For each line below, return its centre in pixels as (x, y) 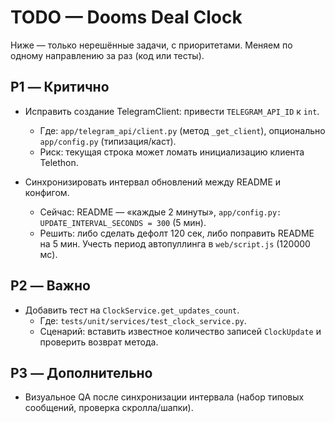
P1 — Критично (60, 87)
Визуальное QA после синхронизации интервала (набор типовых (164, 397)
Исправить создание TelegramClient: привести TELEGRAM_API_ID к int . (172, 111)
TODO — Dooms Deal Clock (126, 17)
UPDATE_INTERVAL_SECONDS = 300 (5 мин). (123, 222)
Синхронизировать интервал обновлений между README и (153, 182)
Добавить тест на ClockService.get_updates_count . (132, 310)
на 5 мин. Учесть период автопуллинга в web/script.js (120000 (175, 243)
